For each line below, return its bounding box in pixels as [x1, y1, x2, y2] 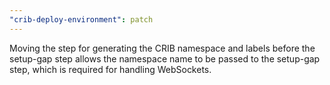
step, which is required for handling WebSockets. [9, 63, 212, 75]
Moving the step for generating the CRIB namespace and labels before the [9, 42, 316, 54]
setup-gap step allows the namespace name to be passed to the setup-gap [9, 52, 321, 65]
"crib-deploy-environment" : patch [9, 14, 154, 25]
